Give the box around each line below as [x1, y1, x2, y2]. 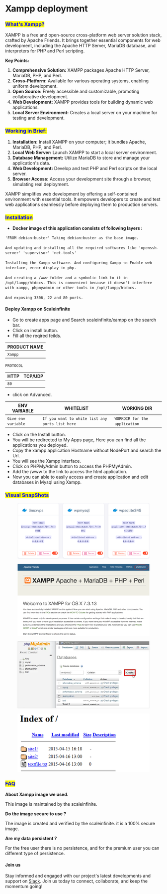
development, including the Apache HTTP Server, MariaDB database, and [5, 43, 156, 49]
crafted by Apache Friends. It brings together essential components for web [5, 37, 161, 43]
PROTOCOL [5, 363, 23, 368]
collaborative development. [12, 94, 69, 100]
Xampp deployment [5, 3, 88, 14]
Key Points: [5, 58, 29, 64]
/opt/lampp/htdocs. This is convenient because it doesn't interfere [5, 280, 153, 286]
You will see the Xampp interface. [12, 458, 81, 464]
